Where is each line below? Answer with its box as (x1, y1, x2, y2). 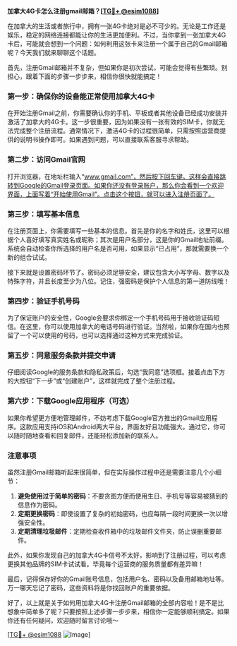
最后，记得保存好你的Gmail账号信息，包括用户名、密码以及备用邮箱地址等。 (7, 575, 228, 583)
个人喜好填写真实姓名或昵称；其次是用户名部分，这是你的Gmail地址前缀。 (13, 235, 228, 244)
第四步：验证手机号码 (7, 296, 80, 306)
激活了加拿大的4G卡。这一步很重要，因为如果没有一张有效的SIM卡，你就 (7, 118, 219, 126)
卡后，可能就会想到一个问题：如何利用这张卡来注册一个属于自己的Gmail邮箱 (7, 40, 228, 48)
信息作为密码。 (17, 501, 61, 509)
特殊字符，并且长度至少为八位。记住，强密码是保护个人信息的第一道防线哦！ (7, 277, 230, 285)
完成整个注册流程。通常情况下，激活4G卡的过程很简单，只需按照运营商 (13, 126, 220, 135)
